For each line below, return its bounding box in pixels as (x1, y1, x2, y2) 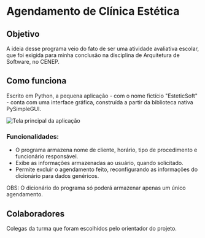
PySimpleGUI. (6, 105, 42, 112)
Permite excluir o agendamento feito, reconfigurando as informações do (15, 166, 198, 173)
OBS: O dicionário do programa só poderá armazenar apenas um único (6, 184, 186, 191)
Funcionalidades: (6, 132, 60, 140)
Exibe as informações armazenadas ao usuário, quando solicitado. (15, 159, 184, 167)
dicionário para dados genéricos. (15, 172, 99, 180)
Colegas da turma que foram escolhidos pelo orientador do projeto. (6, 225, 177, 232)
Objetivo (6, 29, 40, 39)
